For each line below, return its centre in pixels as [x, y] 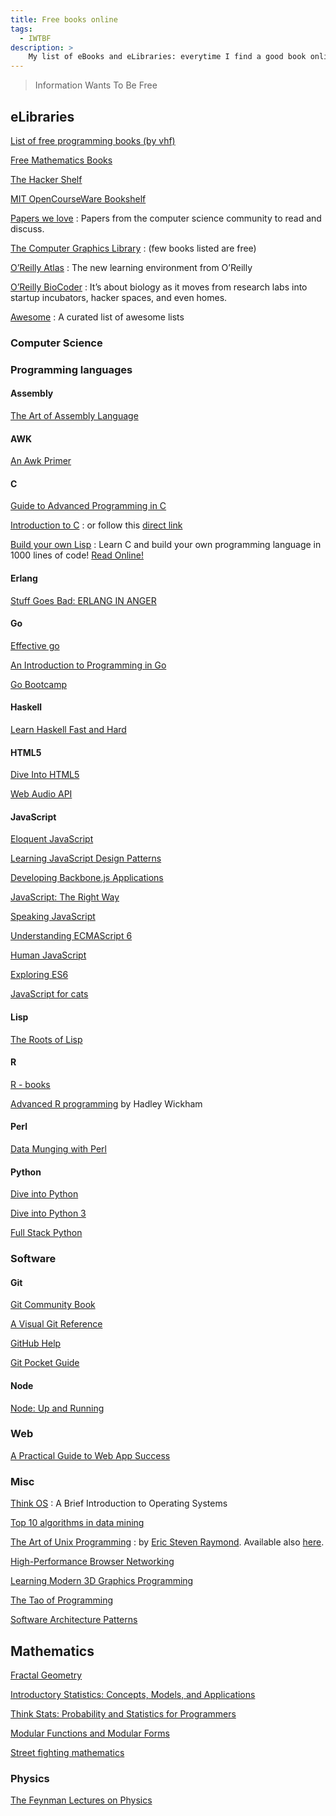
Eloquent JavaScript [52, 839]
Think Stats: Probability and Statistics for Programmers [123, 1713]
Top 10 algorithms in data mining [77, 1523]
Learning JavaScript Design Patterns [86, 858]
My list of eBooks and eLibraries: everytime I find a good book [167, 57]
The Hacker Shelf [46, 179]
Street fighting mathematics [67, 1752]
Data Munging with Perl [58, 1149]
